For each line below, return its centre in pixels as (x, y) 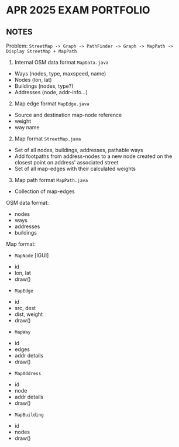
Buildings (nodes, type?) (44, 86)
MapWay (23, 332)
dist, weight (28, 314)
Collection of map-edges (44, 191)
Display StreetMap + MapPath (42, 51)
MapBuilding (29, 415)
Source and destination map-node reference (68, 115)
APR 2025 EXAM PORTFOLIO (78, 10)
